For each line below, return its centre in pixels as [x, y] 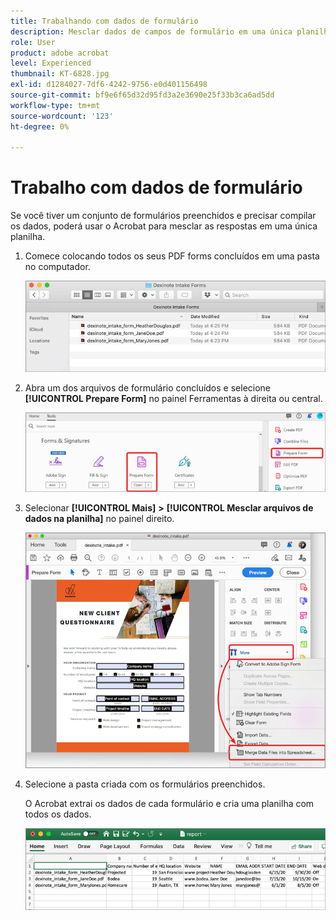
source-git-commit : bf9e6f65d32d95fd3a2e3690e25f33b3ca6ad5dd [142, 95]
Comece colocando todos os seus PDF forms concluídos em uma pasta [172, 256]
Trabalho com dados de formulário [156, 187]
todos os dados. [58, 814]
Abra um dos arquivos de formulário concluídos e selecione [148, 387]
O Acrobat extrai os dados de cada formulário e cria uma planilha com [169, 804]
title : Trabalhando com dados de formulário [104, 21]
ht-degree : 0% [40, 126]
